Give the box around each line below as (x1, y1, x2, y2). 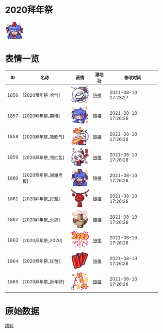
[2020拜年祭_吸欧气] (22, 134, 65, 140)
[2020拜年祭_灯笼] (22, 196, 60, 202)
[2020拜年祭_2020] (22, 237, 63, 243)
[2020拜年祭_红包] (22, 258, 60, 264)
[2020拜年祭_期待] (22, 113, 60, 119)
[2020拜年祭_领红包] (22, 154, 65, 160)
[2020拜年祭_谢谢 (22, 172, 59, 178)
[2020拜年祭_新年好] (22, 279, 65, 285)
